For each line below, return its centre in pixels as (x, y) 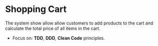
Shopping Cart (36, 9)
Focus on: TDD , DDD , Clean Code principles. (59, 38)
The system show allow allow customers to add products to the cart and (79, 23)
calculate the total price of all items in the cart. (53, 28)
